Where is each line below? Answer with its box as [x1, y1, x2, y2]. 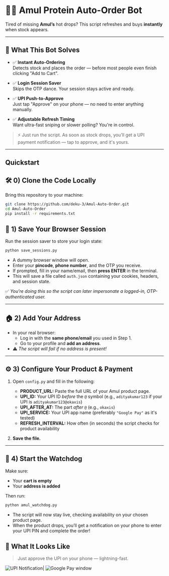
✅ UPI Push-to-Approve [12, 95, 64, 101]
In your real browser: [12, 330, 56, 336]
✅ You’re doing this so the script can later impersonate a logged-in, [5, 288, 146, 294]
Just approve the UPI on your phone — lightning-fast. [17, 555, 129, 561]
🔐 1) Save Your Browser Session [5, 225, 107, 233]
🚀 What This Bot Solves [5, 46, 80, 54]
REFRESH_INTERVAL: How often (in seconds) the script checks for [20, 420, 159, 426]
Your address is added [12, 483, 60, 489]
